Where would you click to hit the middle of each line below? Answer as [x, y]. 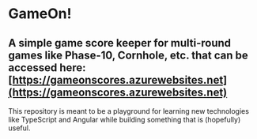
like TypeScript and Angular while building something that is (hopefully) [125, 120]
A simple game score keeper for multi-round [120, 43]
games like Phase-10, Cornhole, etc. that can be [128, 55]
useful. [19, 128]
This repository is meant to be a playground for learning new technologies [128, 111]
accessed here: [47, 68]
